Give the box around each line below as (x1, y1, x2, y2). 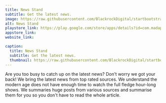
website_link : (5, 35, 35, 40)
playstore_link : (5, 26, 39, 31)
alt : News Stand (5, 21, 39, 26)
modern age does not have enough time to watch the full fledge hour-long (5, 82, 156, 88)
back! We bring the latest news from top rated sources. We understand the (5, 76, 157, 82)
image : (5, 16, 19, 21)
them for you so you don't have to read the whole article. (5, 92, 121, 98)
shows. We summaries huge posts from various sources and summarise (5, 87, 152, 93)
